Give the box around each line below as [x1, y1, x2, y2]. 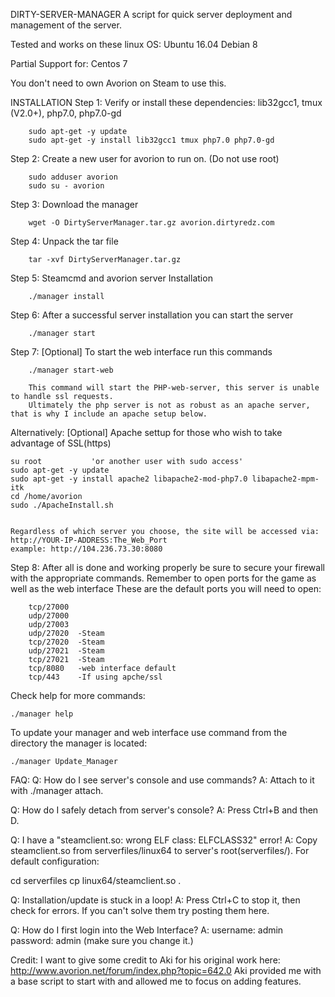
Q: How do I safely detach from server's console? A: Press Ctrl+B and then [10, 804, 319, 816]
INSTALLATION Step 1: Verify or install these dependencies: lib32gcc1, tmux [10, 97, 323, 108]
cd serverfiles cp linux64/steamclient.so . [10, 875, 182, 886]
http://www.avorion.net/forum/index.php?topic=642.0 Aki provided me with [10, 965, 322, 976]
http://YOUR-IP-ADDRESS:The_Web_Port [10, 535, 168, 545]
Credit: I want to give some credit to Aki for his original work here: [10, 954, 281, 966]
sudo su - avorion [28, 181, 105, 191]
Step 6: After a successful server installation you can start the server [10, 309, 294, 321]
